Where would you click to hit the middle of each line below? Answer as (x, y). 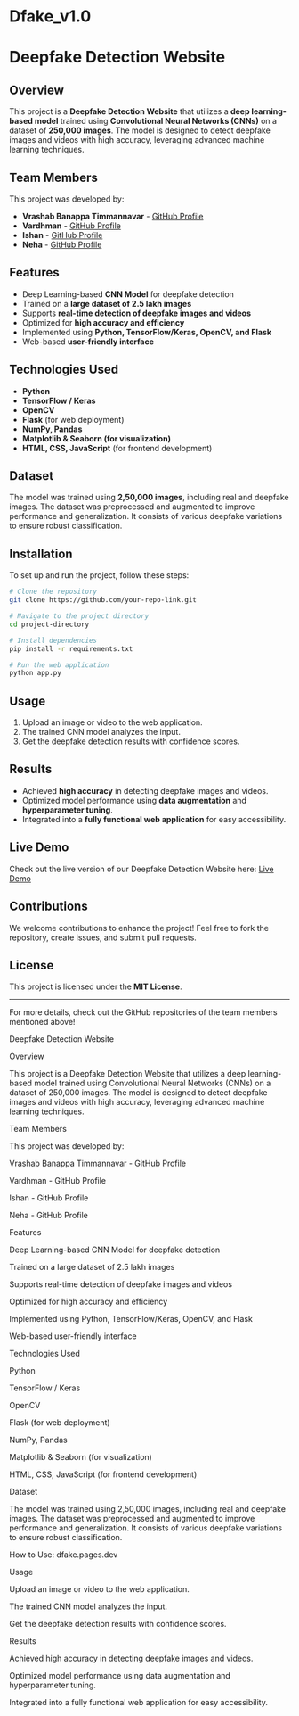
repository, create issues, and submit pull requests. (103, 937)
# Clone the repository (53, 592)
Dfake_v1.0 (50, 16)
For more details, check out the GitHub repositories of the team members (143, 1012)
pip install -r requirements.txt (71, 648)
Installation (41, 553)
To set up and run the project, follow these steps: (99, 575)
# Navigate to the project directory (79, 616)
